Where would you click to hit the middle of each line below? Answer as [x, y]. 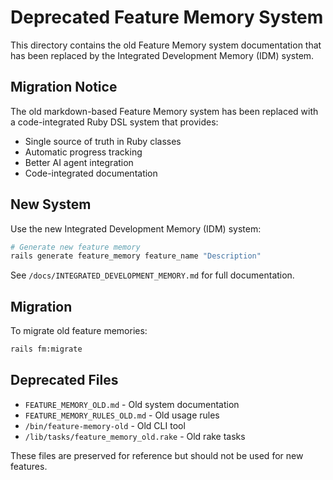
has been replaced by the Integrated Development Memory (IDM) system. [162, 55]
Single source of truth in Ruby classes [103, 141]
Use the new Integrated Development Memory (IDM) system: [136, 228]
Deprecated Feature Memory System [167, 17]
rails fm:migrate [46, 349]
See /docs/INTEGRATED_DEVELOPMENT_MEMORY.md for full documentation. [152, 275]
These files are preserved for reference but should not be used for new [157, 455]
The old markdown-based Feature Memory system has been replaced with [164, 111]
